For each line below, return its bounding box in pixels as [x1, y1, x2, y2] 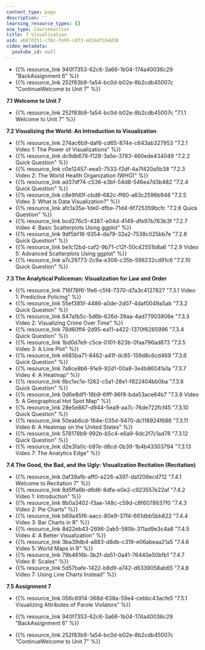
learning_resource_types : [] [6, 20, 81, 26]
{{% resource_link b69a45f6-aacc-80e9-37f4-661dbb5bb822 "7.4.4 [15, 512, 188, 520]
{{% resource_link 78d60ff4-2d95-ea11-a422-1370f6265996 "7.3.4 [15, 325, 185, 333]
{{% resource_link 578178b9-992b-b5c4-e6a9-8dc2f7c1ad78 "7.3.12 [15, 429, 188, 437]
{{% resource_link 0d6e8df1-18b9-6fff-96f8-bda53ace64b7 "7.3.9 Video [15, 390, 199, 398]
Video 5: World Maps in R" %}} [15, 545, 94, 552]
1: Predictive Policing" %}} [15, 293, 81, 300]
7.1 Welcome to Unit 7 [6, 97, 61, 104]
